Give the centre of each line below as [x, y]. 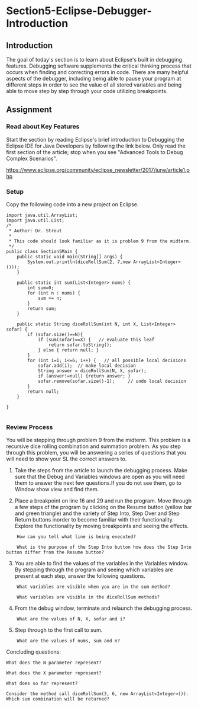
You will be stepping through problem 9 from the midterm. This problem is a [98, 440]
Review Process [30, 427]
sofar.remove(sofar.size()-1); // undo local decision [112, 381]
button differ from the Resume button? [55, 552]
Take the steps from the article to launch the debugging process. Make [101, 471]
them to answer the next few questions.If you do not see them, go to [98, 483]
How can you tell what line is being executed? [76, 537]
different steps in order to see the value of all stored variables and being [94, 85]
